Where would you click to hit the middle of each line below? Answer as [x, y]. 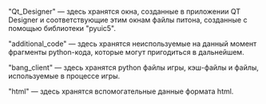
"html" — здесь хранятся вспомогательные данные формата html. [121, 91]
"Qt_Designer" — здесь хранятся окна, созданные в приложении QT [125, 12]
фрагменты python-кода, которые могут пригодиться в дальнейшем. [127, 52]
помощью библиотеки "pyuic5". [62, 28]
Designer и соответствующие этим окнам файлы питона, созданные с [128, 20]
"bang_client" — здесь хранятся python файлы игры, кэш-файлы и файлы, [134, 67]
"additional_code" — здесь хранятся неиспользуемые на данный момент [133, 44]
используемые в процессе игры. [64, 76]
